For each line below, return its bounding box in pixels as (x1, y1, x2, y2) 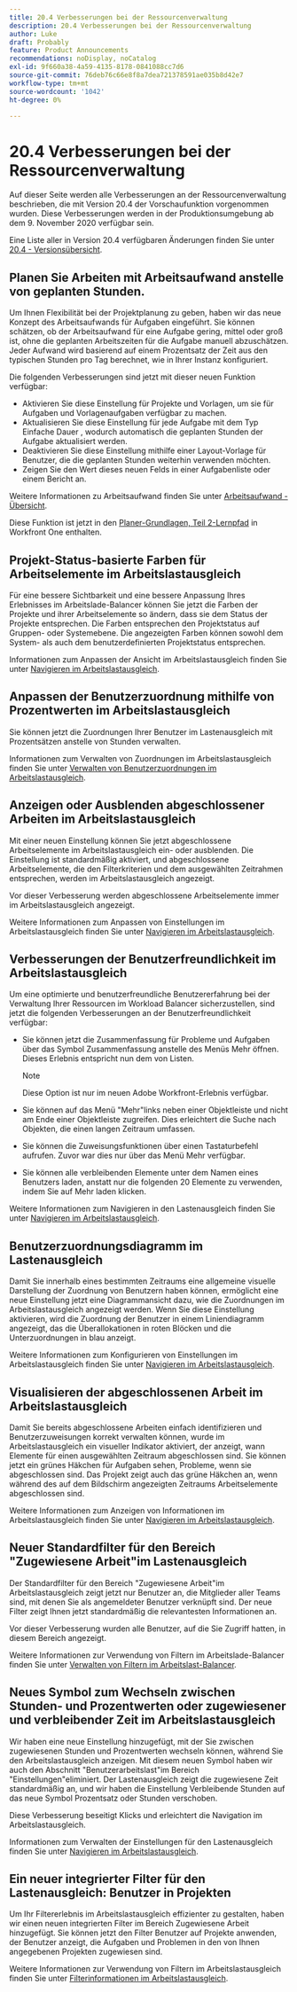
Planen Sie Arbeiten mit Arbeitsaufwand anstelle (9, 270, 285, 285)
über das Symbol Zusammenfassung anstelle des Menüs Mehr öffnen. (21, 1043, 279, 1055)
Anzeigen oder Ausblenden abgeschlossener (9, 798, 265, 813)
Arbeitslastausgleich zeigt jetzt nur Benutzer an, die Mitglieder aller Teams (9, 1587, 281, 1598)
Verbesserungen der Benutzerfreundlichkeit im (9, 951, 277, 966)
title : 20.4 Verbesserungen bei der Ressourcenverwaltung (9, 12, 228, 22)
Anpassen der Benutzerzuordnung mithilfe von (9, 689, 275, 705)
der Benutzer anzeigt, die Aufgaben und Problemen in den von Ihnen (9, 1937, 260, 1948)
